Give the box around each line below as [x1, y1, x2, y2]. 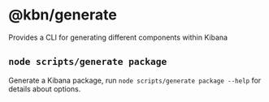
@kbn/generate [8, 6, 118, 24]
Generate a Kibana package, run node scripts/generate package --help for [8, 75, 262, 85]
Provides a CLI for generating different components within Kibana [8, 32, 228, 42]
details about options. [8, 83, 81, 94]
